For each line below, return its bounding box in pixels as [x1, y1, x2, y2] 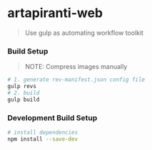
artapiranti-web [7, 5, 103, 21]
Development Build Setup [7, 112, 98, 122]
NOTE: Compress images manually [24, 63, 128, 71]
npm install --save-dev [7, 135, 78, 143]
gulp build [7, 96, 40, 103]
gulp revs [7, 83, 37, 90]
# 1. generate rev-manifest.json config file [7, 76, 145, 83]
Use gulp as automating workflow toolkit [24, 28, 144, 37]
